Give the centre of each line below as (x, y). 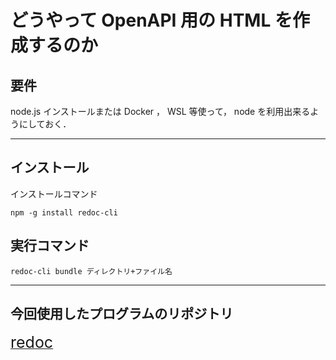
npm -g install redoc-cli (64, 212)
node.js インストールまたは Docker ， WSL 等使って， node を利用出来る (160, 111)
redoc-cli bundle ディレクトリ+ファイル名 (91, 271)
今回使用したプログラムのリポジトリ (122, 314)
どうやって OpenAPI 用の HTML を (151, 20)
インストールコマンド (54, 193)
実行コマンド (50, 246)
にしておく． (45, 124)
